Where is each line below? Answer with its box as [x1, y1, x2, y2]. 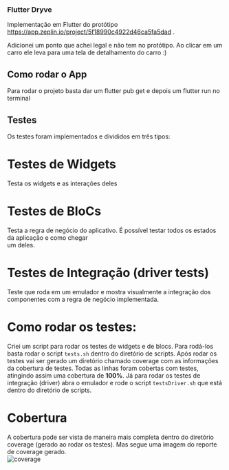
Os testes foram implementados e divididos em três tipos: [7, 132, 171, 141]
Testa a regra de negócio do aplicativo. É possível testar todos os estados [7, 226, 217, 234]
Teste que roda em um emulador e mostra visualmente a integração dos [7, 287, 211, 296]
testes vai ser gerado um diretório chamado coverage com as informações [7, 356, 219, 365]
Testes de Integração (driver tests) [7, 265, 210, 280]
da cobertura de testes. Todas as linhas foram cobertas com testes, [7, 364, 199, 372]
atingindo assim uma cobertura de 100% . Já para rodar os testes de [7, 371, 201, 380]
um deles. [7, 241, 36, 249]
